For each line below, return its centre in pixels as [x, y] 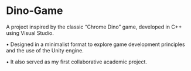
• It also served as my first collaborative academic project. [77, 62]
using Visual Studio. [30, 33]
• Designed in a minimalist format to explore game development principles [96, 44]
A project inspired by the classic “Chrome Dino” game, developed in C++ [94, 27]
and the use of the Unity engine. [45, 50]
